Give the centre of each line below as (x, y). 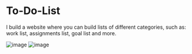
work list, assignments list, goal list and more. (61, 33)
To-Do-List (33, 11)
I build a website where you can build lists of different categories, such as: (96, 27)
